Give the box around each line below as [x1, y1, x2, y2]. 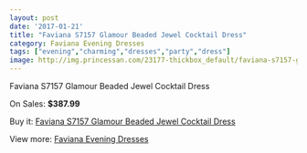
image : [9, 56, 35, 65]
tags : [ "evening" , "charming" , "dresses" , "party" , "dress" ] [9, 47, 231, 56]
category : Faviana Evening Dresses [9, 38, 145, 48]
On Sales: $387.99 [9, 98, 80, 109]
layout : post [9, 13, 59, 23]
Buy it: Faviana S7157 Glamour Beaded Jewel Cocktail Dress [9, 116, 236, 127]
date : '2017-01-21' [9, 22, 84, 31]
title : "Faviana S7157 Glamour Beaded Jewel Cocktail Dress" [9, 30, 248, 39]
